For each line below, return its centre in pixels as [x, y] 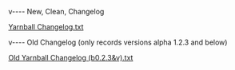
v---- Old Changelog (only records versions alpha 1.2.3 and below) [118, 42]
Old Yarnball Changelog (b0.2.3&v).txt [71, 58]
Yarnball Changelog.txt [46, 27]
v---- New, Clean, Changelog [56, 12]
